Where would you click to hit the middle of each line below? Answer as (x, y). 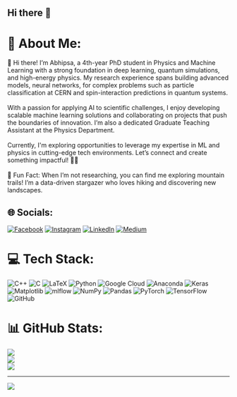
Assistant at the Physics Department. (61, 130)
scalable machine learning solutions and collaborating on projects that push (117, 115)
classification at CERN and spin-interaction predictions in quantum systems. (118, 93)
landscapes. (25, 190)
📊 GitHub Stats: (55, 328)
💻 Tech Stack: (51, 259)
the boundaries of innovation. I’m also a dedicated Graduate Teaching (109, 123)
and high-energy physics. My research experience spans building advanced (118, 78)
